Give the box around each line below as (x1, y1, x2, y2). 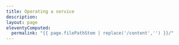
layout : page (6, 19, 38, 25)
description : (6, 14, 38, 20)
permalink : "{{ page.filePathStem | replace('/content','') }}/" (11, 30, 174, 36)
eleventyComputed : (6, 25, 51, 31)
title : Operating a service (6, 8, 75, 15)
